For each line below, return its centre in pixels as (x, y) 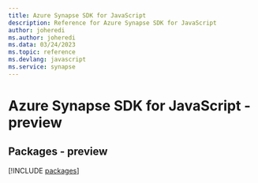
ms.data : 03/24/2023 (42, 45)
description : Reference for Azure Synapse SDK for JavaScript (112, 23)
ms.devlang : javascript (47, 60)
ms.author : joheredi (42, 37)
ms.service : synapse (42, 67)
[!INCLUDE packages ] (44, 170)
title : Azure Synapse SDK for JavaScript (77, 15)
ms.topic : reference (42, 52)
